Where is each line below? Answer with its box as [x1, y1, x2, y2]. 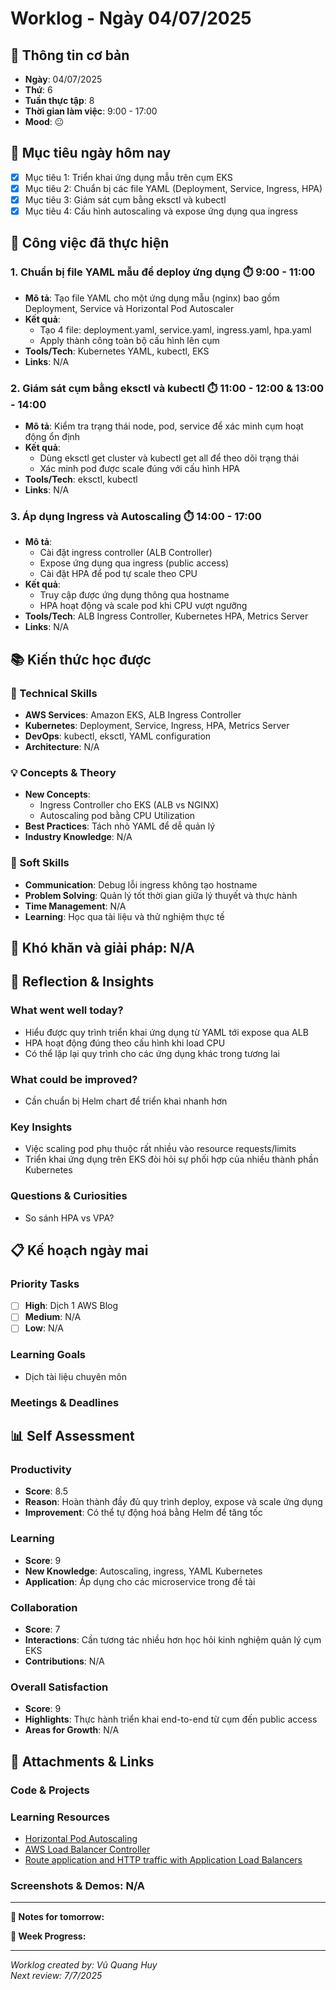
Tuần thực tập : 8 [24, 95, 95, 106]
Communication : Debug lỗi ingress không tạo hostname [24, 878, 258, 891]
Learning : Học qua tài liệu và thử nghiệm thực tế [24, 910, 225, 922]
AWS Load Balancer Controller [24, 1843, 151, 1855]
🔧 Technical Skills [10, 686, 98, 700]
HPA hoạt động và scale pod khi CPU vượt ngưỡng [39, 600, 248, 612]
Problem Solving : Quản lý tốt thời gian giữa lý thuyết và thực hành [24, 889, 298, 901]
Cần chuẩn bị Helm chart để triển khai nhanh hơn [24, 1095, 228, 1107]
